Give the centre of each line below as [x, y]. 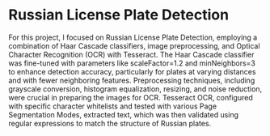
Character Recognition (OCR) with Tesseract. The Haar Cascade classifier [131, 54]
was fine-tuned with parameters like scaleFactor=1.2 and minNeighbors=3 [132, 63]
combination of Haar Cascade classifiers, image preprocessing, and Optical [134, 45]
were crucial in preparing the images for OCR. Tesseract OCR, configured [131, 97]
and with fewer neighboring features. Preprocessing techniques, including [132, 80]
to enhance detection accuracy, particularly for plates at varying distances [132, 71]
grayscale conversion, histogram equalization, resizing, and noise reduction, [135, 89]
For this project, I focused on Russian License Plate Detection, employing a [133, 37]
